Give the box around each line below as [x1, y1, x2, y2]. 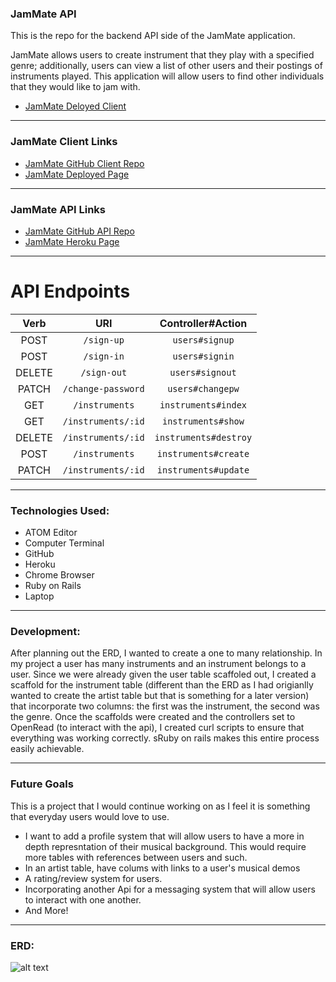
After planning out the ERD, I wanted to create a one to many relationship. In [10, 647, 323, 659]
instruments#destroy [154, 432, 253, 443]
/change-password [62, 383, 145, 394]
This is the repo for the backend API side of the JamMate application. [10, 30, 296, 42]
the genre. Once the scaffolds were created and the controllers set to [10, 711, 296, 723]
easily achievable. [10, 743, 85, 755]
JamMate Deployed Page [24, 168, 130, 180]
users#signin [172, 350, 235, 362]
